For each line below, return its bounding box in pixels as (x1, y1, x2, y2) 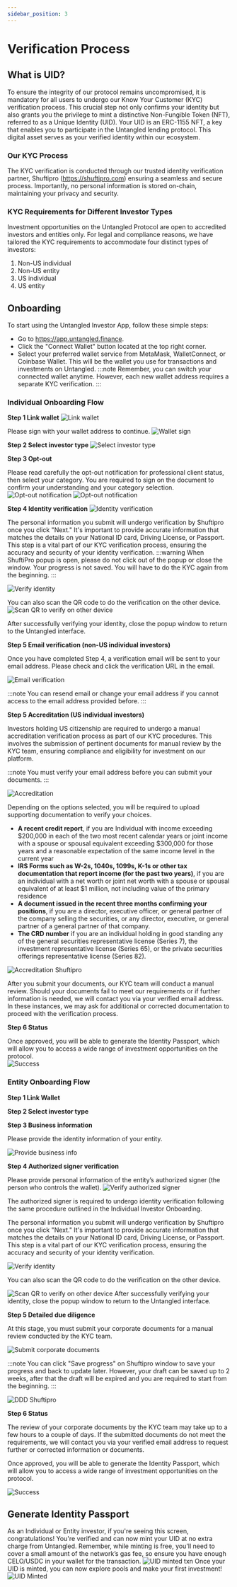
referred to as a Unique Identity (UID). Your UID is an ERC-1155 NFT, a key (7, 117, 223, 126)
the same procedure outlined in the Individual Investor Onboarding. (7, 1204, 203, 1213)
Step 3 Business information (7, 1121, 93, 1129)
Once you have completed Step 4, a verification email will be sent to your (7, 654, 221, 663)
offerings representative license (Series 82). (17, 952, 146, 961)
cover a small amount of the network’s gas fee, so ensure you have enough (7, 1550, 226, 1558)
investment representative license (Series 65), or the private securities (17, 945, 223, 953)
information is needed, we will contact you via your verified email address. (7, 995, 224, 1003)
